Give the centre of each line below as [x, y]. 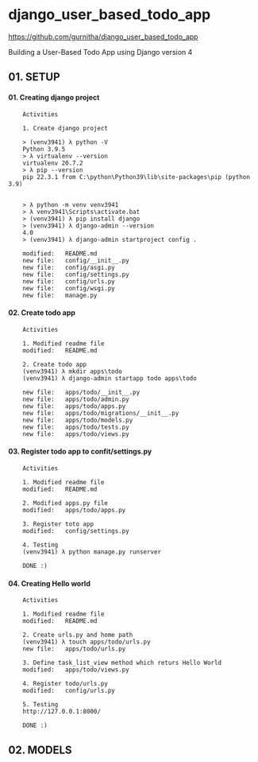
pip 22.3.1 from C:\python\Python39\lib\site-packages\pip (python [136, 177]
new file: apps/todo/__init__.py [81, 392]
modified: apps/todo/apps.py [74, 510]
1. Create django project [65, 128]
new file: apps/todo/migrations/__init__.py [101, 413]
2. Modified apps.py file [65, 503]
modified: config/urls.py [69, 691]
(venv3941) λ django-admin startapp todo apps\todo [110, 378]
